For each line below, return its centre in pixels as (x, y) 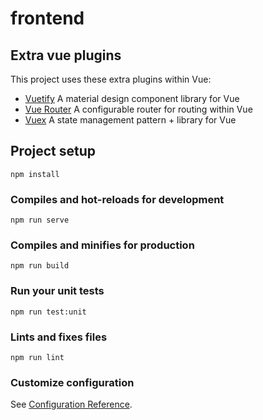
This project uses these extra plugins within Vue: (111, 79)
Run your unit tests (57, 291)
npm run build (40, 266)
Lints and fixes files (59, 337)
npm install (35, 174)
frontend (47, 18)
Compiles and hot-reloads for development (117, 199)
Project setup (53, 151)
